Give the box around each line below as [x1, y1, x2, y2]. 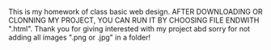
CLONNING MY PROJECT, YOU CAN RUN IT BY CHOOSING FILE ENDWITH [8, 15, 260, 25]
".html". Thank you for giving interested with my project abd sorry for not [8, 24, 251, 33]
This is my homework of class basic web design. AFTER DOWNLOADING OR [8, 7, 263, 16]
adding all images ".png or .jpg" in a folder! [8, 32, 151, 42]
